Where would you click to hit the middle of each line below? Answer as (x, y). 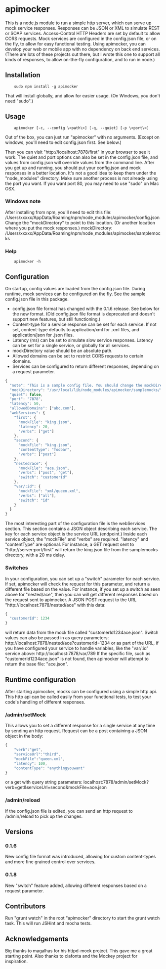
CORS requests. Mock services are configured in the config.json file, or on (81, 39)
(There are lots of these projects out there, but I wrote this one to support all (83, 54)
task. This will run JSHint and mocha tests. (48, 924)
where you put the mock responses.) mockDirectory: (59, 228)
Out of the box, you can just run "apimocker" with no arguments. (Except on (82, 137)
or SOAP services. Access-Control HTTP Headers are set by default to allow (83, 33)
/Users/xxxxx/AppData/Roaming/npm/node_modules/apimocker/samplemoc (83, 233)
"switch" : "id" (34, 500)
